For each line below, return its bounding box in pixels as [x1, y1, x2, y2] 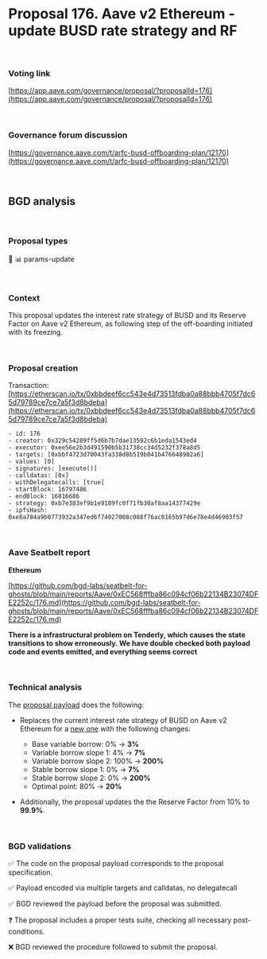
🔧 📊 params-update [8, 254, 75, 263]
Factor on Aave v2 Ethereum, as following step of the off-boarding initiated [8, 319, 253, 328]
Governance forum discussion [8, 130, 128, 141]
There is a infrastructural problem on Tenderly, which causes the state [8, 630, 246, 639]
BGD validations [8, 841, 72, 852]
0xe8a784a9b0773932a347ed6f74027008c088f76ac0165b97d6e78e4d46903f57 [8, 514, 244, 522]
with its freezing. [8, 327, 64, 336]
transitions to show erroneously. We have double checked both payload [8, 638, 250, 648]
